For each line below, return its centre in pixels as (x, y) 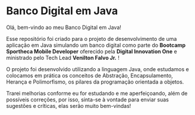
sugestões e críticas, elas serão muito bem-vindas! (69, 106)
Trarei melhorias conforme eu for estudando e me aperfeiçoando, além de (97, 93)
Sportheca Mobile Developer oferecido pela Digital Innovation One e (92, 51)
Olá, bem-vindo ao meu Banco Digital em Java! (64, 27)
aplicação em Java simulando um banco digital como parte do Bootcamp (96, 45)
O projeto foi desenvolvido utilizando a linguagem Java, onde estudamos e (97, 69)
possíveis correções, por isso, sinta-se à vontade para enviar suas (88, 100)
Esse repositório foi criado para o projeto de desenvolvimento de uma (92, 39)
